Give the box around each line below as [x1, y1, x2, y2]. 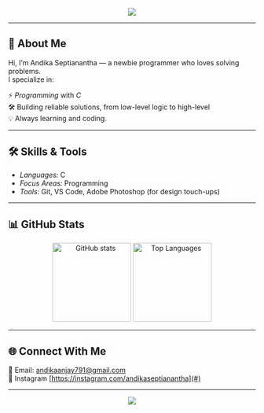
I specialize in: [8, 75, 55, 84]
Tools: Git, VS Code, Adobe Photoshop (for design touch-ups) [19, 186, 220, 196]
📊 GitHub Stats [8, 218, 85, 231]
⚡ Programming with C [8, 90, 82, 100]
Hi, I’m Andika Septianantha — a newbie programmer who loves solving [8, 57, 240, 67]
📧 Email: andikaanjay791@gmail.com [8, 366, 126, 375]
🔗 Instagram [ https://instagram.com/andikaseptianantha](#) [8, 374, 201, 383]
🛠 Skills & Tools [8, 146, 88, 159]
